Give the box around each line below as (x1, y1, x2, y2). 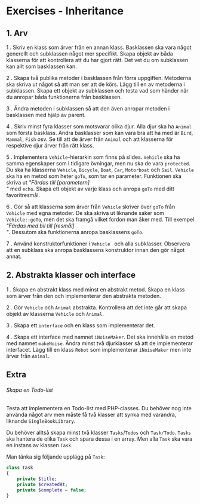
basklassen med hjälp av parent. (6, 112, 86, 118)
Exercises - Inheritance (6, 4, 124, 18)
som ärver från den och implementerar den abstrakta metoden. (6, 292, 161, 299)
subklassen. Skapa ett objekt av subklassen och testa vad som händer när (6, 87, 189, 94)
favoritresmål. (6, 192, 41, 198)
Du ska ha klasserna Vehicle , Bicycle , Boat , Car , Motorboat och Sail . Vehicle (6, 166, 194, 173)
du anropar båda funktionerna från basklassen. (6, 94, 122, 100)
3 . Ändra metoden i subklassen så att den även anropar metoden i (6, 105, 170, 112)
